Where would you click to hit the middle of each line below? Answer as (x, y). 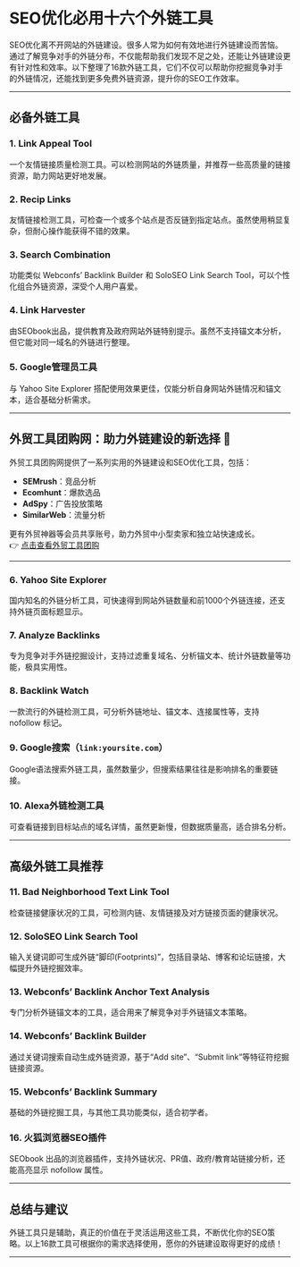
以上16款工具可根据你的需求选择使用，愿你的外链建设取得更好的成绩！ (154, 1244)
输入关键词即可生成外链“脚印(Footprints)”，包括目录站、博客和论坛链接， (144, 957)
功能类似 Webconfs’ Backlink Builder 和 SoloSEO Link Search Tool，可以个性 (150, 275)
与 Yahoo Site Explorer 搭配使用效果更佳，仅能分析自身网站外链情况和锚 (142, 388)
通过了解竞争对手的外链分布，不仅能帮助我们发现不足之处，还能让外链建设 (146, 55)
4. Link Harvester (47, 310)
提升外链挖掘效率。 (52, 968)
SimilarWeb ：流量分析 (63, 514)
